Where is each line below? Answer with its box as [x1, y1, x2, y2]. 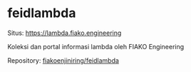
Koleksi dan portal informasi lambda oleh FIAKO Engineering [7, 42, 185, 51]
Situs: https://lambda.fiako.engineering [7, 29, 122, 37]
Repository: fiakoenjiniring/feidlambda [7, 56, 120, 65]
